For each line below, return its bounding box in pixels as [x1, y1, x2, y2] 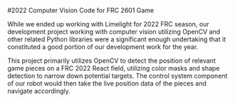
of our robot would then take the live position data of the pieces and [7, 79, 207, 88]
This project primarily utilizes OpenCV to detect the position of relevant [7, 56, 216, 65]
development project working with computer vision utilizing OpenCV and [7, 28, 221, 36]
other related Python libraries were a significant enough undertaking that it [7, 35, 226, 44]
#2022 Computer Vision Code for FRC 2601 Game [7, 6, 155, 14]
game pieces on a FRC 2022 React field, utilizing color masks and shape [7, 64, 220, 72]
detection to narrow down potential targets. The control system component [7, 71, 228, 80]
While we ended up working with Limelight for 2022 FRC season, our [7, 20, 209, 28]
